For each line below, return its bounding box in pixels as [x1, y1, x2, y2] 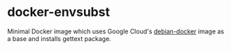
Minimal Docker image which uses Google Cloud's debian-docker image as [7, 27, 225, 35]
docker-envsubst [7, 4, 111, 20]
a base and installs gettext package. [7, 34, 112, 42]
